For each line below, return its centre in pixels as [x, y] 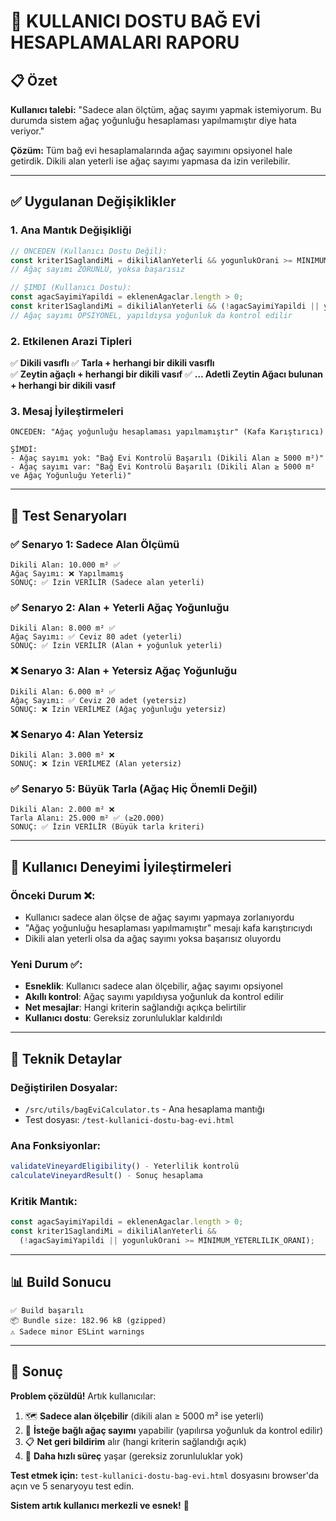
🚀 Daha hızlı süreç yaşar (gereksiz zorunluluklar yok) [134, 1456]
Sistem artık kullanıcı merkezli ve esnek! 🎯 [100, 1505]
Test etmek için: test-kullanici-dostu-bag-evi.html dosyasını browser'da [165, 1475]
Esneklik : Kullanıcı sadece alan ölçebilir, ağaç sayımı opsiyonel [154, 986]
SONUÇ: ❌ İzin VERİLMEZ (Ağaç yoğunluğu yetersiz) [118, 709]
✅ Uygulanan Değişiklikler [93, 201]
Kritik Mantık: [44, 1201]
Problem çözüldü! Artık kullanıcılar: [83, 1396]
